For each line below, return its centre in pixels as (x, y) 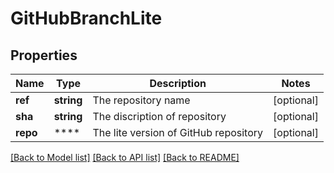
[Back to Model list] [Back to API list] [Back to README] (125, 157)
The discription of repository (159, 116)
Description (178, 83)
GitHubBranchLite (86, 18)
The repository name (141, 100)
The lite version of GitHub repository (178, 132)
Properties (44, 55)
